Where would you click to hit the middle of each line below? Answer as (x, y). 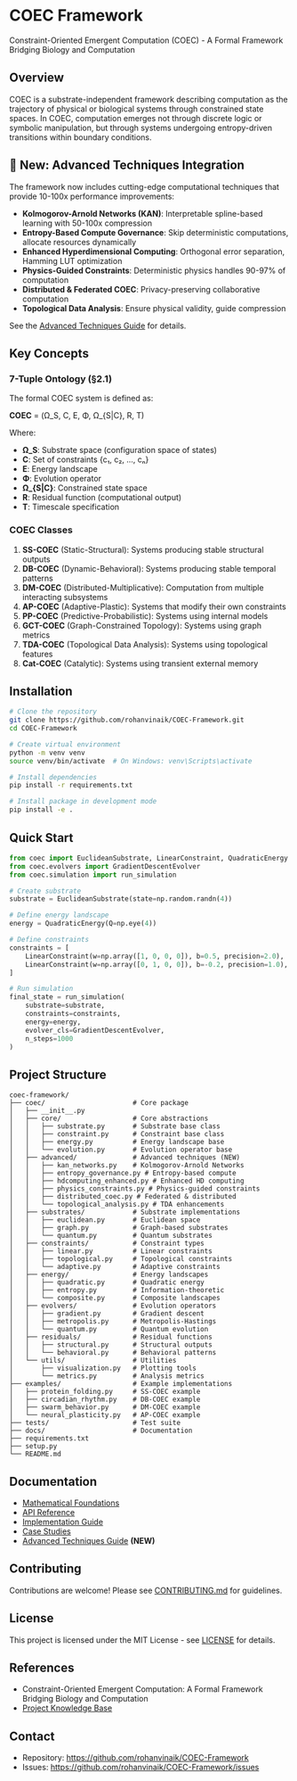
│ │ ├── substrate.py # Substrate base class (115, 1126)
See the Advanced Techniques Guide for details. (98, 326)
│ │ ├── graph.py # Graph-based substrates (119, 1228)
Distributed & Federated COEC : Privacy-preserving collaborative (141, 289)
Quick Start (41, 838)
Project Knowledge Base (67, 1708)
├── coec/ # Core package (99, 1103)
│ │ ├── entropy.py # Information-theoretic (117, 1290)
